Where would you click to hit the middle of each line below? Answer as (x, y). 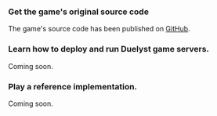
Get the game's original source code (78, 12)
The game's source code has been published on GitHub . (99, 29)
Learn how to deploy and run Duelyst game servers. (109, 49)
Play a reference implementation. (73, 86)
